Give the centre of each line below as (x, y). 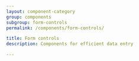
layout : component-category (41, 11)
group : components (29, 17)
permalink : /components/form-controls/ (55, 28)
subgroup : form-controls (37, 22)
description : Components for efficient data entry (70, 44)
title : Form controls (33, 39)
